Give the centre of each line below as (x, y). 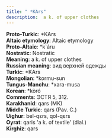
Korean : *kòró (23, 91)
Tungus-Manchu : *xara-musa (43, 84)
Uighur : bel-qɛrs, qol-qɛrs (38, 115)
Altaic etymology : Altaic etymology (50, 40)
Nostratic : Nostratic (31, 53)
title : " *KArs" (26, 12)
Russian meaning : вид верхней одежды (56, 65)
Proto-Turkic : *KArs (31, 34)
